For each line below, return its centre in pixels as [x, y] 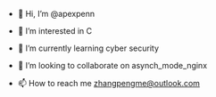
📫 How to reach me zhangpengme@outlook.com [109, 83]
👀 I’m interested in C [55, 31]
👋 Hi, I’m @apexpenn [56, 14]
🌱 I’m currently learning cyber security [88, 48]
